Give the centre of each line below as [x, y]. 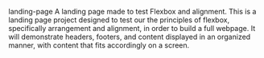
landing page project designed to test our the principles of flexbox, [119, 20]
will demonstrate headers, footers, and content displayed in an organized [130, 37]
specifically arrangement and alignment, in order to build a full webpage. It [132, 28]
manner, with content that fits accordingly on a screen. [99, 45]
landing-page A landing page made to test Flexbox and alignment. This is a [132, 12]
